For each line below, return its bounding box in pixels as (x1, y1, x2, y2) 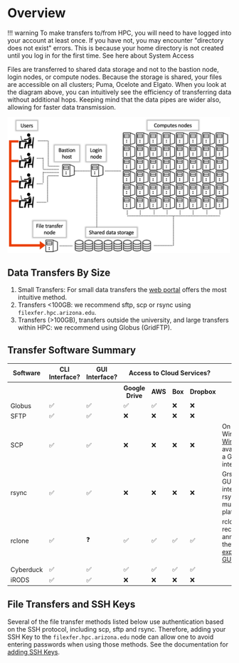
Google (123, 383, 146, 392)
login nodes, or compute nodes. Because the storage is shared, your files (7, 73, 223, 81)
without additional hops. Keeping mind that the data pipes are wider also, (7, 95, 222, 104)
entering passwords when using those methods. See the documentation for (7, 639, 229, 649)
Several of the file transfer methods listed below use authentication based (7, 617, 224, 626)
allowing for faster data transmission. (7, 103, 116, 111)
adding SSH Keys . (7, 647, 60, 656)
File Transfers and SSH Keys (7, 598, 136, 610)
